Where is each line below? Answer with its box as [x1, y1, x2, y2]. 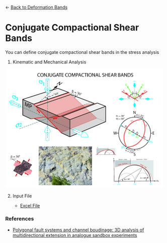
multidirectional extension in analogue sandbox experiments [12, 232, 137, 238]
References [5, 215, 34, 222]
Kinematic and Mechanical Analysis [12, 59, 87, 65]
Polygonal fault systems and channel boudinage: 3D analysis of [12, 226, 144, 233]
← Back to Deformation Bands [5, 5, 68, 10]
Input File [12, 193, 32, 199]
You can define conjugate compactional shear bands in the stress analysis [5, 49, 159, 55]
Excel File [20, 203, 40, 209]
